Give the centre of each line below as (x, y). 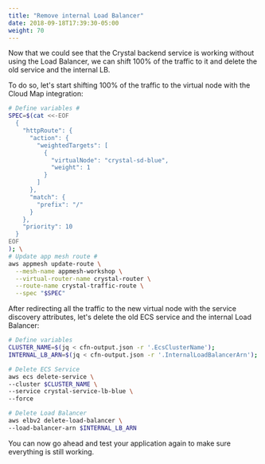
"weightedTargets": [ (73, 145)
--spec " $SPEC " (41, 294)
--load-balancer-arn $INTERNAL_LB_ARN (72, 428)
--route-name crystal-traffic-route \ (80, 286)
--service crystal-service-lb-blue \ (71, 392)
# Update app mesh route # (53, 256)
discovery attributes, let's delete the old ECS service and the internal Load (130, 317)
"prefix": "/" (60, 205)
